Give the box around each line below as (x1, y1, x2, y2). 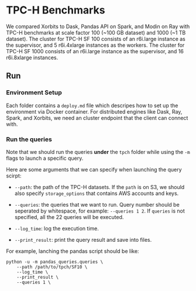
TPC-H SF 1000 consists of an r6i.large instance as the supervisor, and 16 (6, 47, 184, 54)
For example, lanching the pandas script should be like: (6, 247, 139, 255)
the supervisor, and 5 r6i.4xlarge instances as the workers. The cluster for (6, 42, 185, 49)
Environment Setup (6, 88, 63, 97)
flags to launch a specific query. (6, 155, 84, 162)
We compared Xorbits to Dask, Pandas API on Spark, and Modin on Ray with (6, 23, 190, 30)
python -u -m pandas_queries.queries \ (6, 259, 104, 265)
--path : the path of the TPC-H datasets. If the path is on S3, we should (14, 183, 185, 190)
